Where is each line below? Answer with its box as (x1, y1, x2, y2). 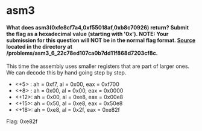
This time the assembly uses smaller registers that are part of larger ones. (6, 62, 190, 70)
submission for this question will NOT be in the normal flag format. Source (6, 37, 196, 44)
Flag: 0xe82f (6, 118, 38, 125)
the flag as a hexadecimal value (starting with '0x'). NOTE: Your (6, 30, 169, 37)
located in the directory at (6, 43, 72, 50)
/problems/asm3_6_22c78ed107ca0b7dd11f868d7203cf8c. (6, 49, 158, 56)
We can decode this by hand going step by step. (6, 69, 127, 76)
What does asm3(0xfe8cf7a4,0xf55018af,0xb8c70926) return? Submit (6, 23, 189, 31)
